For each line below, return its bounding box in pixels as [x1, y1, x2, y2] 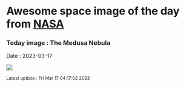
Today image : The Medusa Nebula [6, 39, 111, 47]
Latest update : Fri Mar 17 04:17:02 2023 [6, 76, 90, 82]
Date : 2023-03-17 [6, 53, 53, 60]
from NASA [6, 17, 64, 31]
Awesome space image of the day [6, 4, 180, 18]
